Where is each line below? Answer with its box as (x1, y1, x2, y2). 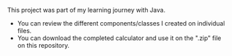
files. (17, 27, 32, 35)
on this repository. (17, 41, 70, 49)
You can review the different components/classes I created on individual (17, 19, 225, 27)
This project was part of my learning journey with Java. (7, 6, 166, 14)
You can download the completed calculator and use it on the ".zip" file (17, 34, 222, 42)
